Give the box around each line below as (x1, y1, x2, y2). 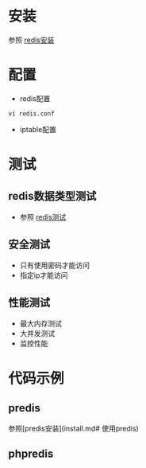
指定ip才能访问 (19, 270, 68, 279)
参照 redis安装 (8, 35, 55, 45)
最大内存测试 (19, 318, 62, 328)
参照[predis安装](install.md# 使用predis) (8, 423, 139, 433)
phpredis (8, 447, 54, 460)
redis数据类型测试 (8, 189, 97, 203)
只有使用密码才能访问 (19, 260, 90, 270)
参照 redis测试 (19, 212, 67, 221)
